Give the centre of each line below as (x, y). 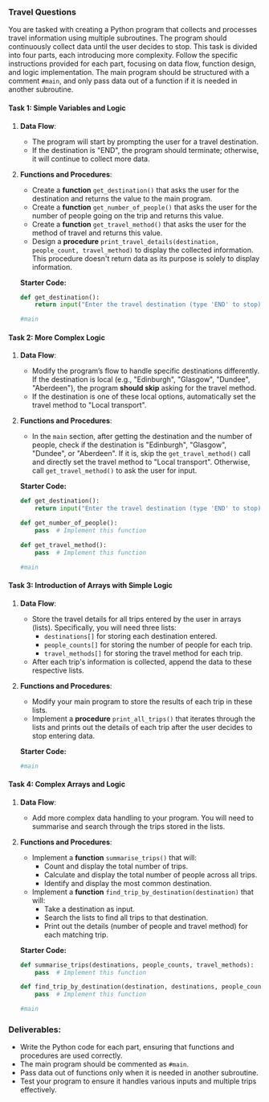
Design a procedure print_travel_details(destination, (126, 241)
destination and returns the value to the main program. (122, 198)
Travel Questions (42, 12)
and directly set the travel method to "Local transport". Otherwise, (141, 462)
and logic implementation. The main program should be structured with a (129, 72)
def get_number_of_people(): (69, 523)
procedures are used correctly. (71, 1056)
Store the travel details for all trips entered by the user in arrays (137, 619)
